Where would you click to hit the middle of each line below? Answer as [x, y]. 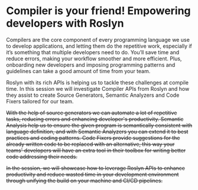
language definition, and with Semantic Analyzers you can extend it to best [97, 132]
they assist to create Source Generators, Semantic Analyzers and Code [93, 95]
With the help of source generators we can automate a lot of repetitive [92, 113]
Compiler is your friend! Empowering [98, 11]
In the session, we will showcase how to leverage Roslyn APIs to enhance [95, 168]
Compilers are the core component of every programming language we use [98, 40]
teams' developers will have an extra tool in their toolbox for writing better [96, 150]
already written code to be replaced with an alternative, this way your [90, 144]
